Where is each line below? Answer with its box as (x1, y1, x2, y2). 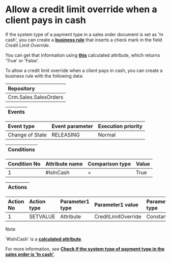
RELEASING (51, 131, 80, 138)
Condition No (8, 160, 41, 167)
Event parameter (51, 123, 93, 130)
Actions (8, 183, 27, 190)
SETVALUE (28, 213, 55, 220)
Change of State (8, 131, 47, 138)
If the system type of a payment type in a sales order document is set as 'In (5, 31, 164, 37)
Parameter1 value (94, 201, 139, 208)
